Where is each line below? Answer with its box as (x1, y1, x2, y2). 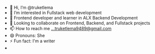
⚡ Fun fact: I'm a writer (9, 38, 55, 44)
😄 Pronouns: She (9, 33, 45, 38)
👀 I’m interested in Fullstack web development (9, 10, 102, 16)
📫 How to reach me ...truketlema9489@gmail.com (9, 26, 112, 31)
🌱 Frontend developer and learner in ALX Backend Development (9, 15, 138, 20)
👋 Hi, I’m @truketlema (9, 5, 53, 10)
